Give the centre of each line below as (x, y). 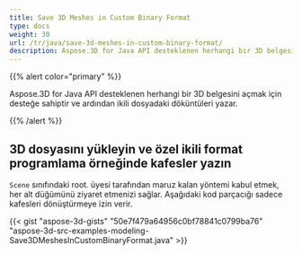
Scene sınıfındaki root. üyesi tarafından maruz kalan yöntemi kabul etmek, (145, 184)
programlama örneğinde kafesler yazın (120, 163)
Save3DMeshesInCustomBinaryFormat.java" (91, 240)
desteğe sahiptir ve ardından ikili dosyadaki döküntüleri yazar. (124, 103)
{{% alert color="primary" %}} (66, 76)
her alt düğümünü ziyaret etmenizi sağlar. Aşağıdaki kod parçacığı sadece (146, 194)
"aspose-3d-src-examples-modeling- (80, 231)
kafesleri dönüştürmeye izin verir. (71, 204)
